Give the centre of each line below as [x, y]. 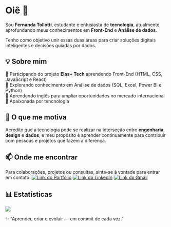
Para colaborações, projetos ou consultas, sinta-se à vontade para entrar [83, 172]
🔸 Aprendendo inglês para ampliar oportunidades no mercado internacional [85, 96]
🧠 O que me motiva [36, 117]
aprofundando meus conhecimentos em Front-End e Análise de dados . [81, 30]
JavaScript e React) [26, 79]
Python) [14, 90]
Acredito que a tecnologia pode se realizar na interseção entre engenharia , [85, 130]
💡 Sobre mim [26, 62]
